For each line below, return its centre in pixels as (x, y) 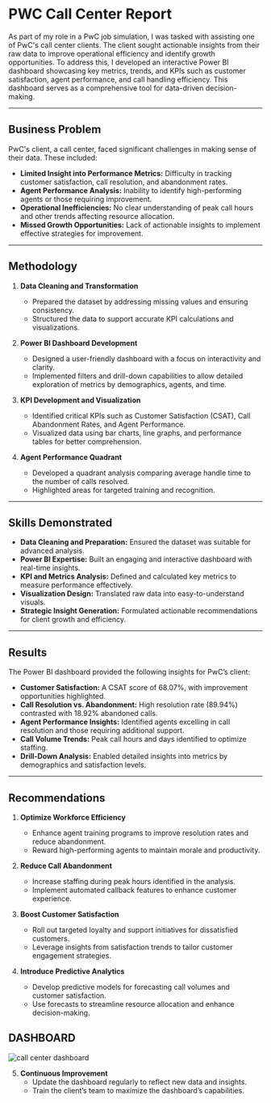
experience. (52, 899)
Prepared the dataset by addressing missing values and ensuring (140, 301)
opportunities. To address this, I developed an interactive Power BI (119, 62)
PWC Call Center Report (90, 14)
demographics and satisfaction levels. (83, 765)
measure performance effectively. (76, 585)
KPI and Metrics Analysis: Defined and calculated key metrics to (128, 577)
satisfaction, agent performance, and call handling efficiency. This (118, 79)
